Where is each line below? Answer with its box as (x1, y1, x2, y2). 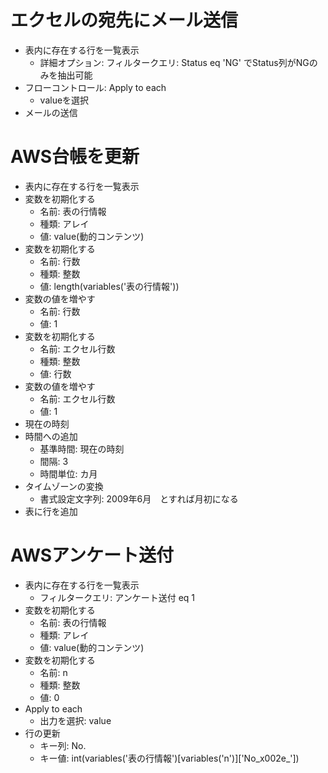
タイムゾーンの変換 (24, 480, 104, 492)
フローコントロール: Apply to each (24, 81, 167, 93)
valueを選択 (39, 94, 90, 106)
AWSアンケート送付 (10, 544, 174, 567)
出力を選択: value (39, 714, 112, 726)
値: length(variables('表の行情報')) (39, 280, 180, 292)
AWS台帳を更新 (10, 146, 140, 168)
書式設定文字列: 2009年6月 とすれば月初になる (39, 492, 239, 505)
